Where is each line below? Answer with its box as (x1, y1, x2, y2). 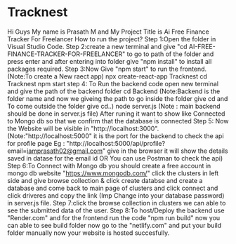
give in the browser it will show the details (107, 147, 228, 155)
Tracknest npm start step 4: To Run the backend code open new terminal (7, 79, 219, 88)
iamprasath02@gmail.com (27, 147, 103, 155)
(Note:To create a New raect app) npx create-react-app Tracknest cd (7, 72, 207, 81)
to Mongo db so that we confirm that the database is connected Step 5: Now (7, 116, 229, 125)
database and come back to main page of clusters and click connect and (7, 184, 218, 192)
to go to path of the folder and (126, 50, 214, 58)
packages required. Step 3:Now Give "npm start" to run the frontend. (7, 65, 207, 73)
